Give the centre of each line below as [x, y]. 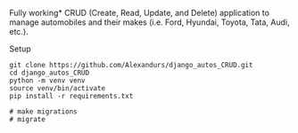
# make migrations [43, 112]
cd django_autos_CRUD [50, 73]
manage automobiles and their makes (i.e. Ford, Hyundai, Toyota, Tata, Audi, [149, 22]
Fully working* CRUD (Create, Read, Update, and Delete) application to [140, 13]
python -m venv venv [48, 81]
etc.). [19, 31]
